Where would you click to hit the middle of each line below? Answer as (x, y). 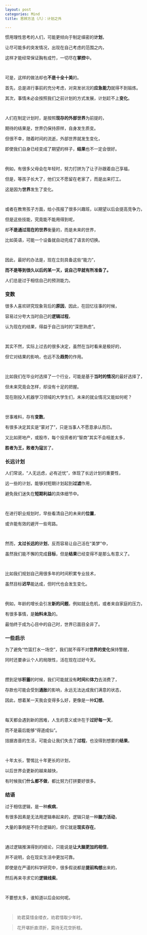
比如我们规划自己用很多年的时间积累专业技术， (51, 573)
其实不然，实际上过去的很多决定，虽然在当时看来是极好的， (64, 346)
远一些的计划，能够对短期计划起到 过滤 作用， (50, 483)
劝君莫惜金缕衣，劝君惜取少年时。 (51, 917)
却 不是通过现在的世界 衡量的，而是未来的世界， (51, 230)
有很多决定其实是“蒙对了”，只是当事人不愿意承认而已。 (60, 427)
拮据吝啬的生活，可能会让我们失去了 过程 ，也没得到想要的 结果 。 (68, 741)
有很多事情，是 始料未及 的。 (33, 614)
